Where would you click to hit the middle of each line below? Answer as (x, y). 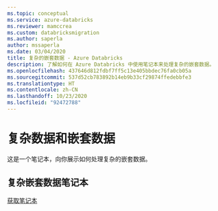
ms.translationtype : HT (41, 84)
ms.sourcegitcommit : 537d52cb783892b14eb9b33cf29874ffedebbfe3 (99, 77)
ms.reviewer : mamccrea (39, 26)
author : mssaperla (33, 45)
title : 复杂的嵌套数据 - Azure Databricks (65, 58)
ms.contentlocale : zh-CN (43, 90)
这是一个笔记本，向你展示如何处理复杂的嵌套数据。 (79, 159)
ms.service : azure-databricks (50, 20)
